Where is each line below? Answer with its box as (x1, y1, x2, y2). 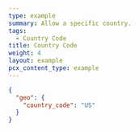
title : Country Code (8, 42, 78, 50)
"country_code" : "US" (23, 101, 95, 109)
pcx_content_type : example (8, 64, 99, 72)
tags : (8, 27, 27, 35)
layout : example (8, 57, 63, 65)
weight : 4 (8, 49, 42, 57)
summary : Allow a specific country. (8, 19, 132, 27)
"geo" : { (15, 93, 45, 101)
